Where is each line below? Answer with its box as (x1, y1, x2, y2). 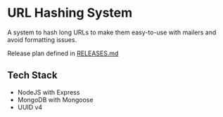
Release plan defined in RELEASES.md (7, 49, 119, 57)
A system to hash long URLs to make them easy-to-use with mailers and (7, 28, 217, 36)
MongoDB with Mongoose (17, 95, 94, 104)
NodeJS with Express (17, 88, 80, 96)
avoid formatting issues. (7, 35, 77, 43)
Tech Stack (7, 69, 58, 81)
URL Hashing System (7, 5, 133, 21)
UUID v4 (17, 103, 43, 111)
